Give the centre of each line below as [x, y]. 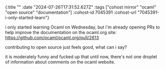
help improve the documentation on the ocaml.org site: [61, 32]
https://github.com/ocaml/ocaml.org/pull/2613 [52, 37]
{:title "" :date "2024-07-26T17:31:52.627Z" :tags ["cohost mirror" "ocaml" [81, 7]
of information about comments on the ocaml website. [60, 62]
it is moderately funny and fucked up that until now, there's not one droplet [81, 57]
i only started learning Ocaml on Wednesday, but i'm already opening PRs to [83, 27]
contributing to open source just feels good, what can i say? [66, 47]
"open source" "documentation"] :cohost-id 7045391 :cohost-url [71, 12]
